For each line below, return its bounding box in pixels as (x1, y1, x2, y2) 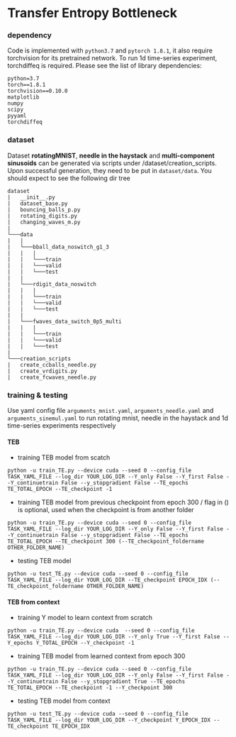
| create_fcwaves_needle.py (7, 374, 97, 381)
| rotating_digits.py (7, 212, 78, 219)
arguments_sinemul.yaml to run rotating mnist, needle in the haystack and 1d (7, 414, 228, 423)
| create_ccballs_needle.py (7, 361, 97, 368)
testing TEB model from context (17, 697, 111, 705)
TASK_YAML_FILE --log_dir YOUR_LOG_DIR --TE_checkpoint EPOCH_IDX (7, 577, 208, 584)
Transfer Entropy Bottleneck (7, 5, 178, 21)
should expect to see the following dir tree (7, 174, 131, 182)
